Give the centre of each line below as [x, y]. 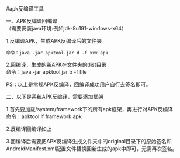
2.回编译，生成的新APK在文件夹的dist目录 [56, 64]
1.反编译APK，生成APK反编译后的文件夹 [54, 41]
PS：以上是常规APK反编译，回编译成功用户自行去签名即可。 [78, 84]
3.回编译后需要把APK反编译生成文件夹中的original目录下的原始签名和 [89, 141]
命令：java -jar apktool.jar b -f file [46, 72]
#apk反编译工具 [25, 8]
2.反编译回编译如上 [29, 129]
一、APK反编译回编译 [32, 21]
